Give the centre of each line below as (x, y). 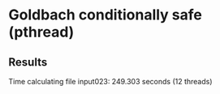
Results (28, 62)
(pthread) (41, 32)
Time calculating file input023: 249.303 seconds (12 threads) (110, 81)
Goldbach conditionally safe (106, 15)
